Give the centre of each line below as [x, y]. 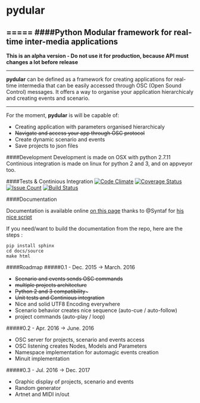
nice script [19, 217]
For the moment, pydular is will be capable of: [63, 115]
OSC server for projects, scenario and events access [79, 340]
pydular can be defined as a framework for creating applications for [90, 79]
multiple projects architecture [51, 285]
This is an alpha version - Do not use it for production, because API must [97, 56]
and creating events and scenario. [48, 98]
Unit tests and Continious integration [60, 297]
